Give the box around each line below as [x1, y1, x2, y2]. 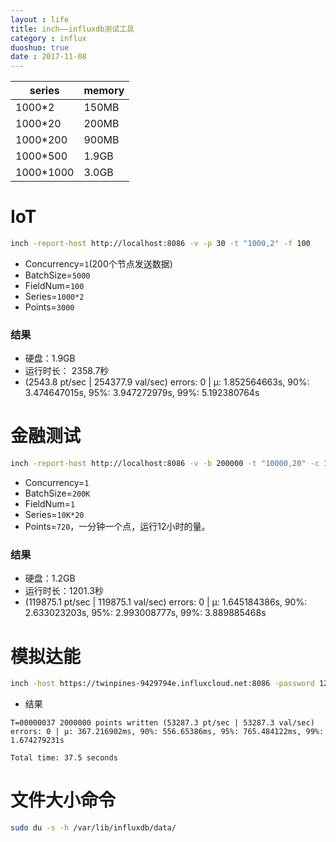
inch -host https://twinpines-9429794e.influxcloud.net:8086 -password [10, 679, 315, 689]
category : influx [10, 33, 87, 43]
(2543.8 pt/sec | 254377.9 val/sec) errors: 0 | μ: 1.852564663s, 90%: [24, 376, 310, 388]
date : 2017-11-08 [10, 52, 87, 62]
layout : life [10, 14, 70, 25]
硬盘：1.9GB [24, 352, 76, 365]
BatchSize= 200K [24, 487, 91, 500]
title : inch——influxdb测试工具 [10, 24, 135, 34]
